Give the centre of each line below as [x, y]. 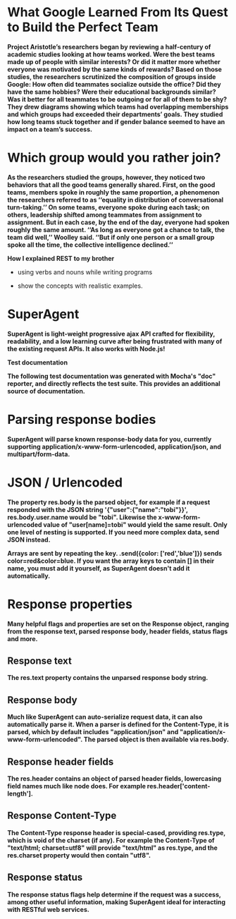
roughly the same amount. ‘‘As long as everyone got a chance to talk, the [116, 229]
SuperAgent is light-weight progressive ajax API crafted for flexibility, [111, 334]
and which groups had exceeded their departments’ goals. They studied [115, 114]
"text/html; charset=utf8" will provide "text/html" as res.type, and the [113, 848]
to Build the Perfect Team [83, 27]
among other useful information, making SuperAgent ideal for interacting [117, 902]
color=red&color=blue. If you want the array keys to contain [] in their [111, 561]
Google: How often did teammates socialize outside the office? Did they [114, 84]
